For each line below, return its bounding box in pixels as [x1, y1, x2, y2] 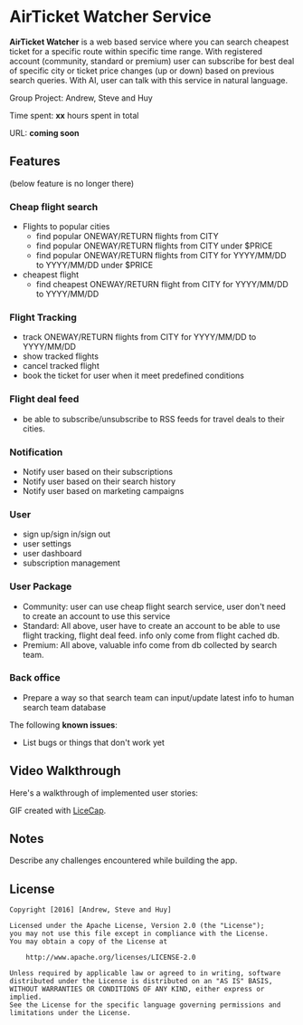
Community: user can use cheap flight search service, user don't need [22, 601, 287, 612]
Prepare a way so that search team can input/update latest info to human [22, 691, 295, 703]
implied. [9, 992, 43, 1002]
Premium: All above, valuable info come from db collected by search [22, 639, 278, 650]
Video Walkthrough [9, 763, 121, 778]
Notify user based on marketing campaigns [22, 485, 185, 496]
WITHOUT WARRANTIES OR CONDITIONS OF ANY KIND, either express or [9, 985, 265, 994]
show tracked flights [22, 351, 99, 362]
